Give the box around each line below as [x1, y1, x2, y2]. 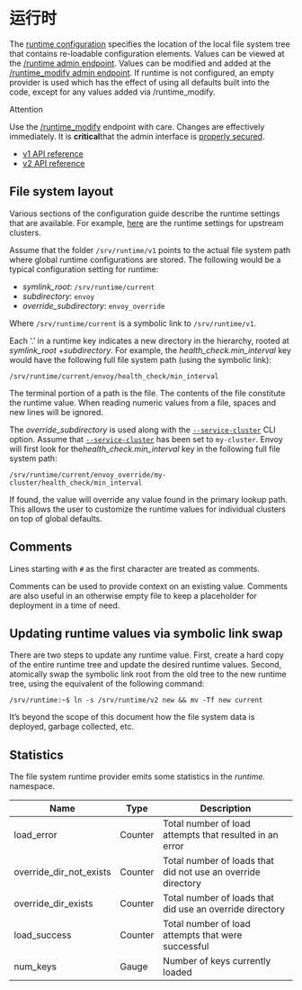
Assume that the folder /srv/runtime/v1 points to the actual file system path [9, 244, 291, 255]
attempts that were [163, 929, 243, 941]
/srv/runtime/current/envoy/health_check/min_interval [9, 371, 219, 381]
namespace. [9, 781, 56, 792]
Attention [9, 104, 43, 114]
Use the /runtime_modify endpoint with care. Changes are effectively [9, 121, 265, 132]
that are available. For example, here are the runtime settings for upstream [9, 217, 284, 228]
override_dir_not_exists [13, 866, 111, 878]
